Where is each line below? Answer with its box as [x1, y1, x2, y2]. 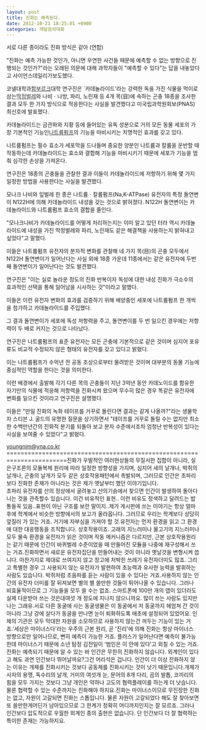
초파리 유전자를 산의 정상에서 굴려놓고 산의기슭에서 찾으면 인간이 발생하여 [6, 487, 182, 495]
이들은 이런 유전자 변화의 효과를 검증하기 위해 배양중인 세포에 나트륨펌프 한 [6, 297, 185, 304]
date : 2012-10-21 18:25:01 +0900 [6, 20, 92, 26]
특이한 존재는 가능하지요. [6, 717, 66, 724]
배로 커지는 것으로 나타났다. [24, 325, 90, 332]
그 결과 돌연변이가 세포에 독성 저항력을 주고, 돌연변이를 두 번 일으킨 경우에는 [6, 317, 188, 325]
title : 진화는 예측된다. [6, 15, 61, 21]
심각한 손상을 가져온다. [12, 157, 67, 164]
